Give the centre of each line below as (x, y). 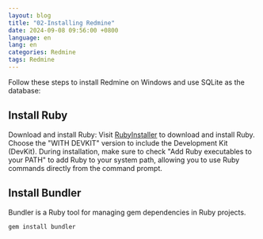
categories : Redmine (42, 52)
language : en (30, 38)
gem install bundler (42, 226)
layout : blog (30, 15)
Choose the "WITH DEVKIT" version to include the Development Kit (118, 142)
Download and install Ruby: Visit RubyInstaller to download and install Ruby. (131, 135)
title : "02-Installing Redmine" (61, 23)
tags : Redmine (32, 60)
